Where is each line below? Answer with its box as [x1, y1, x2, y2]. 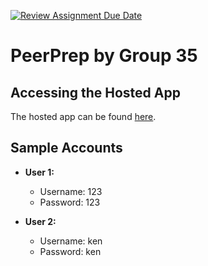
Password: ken [39, 245, 102, 257]
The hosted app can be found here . [10, 111, 157, 122]
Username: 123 [39, 185, 103, 197]
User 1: [24, 166, 55, 178]
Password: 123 [39, 196, 101, 208]
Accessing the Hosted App [10, 84, 181, 101]
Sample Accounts [10, 140, 123, 157]
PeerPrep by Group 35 [10, 45, 198, 67]
